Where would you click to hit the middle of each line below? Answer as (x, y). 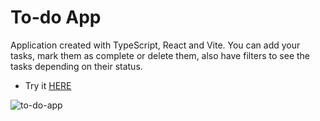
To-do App (56, 17)
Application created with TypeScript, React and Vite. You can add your (155, 45)
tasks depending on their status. (76, 66)
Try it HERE (48, 85)
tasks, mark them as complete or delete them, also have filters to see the (160, 55)
